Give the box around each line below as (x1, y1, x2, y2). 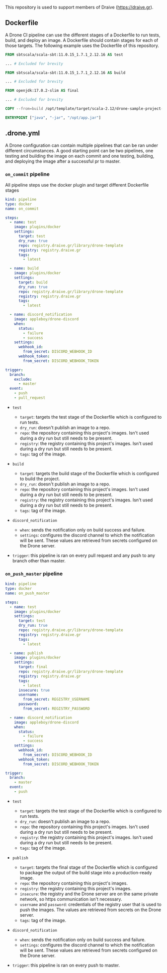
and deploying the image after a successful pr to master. (5, 158, 121, 164)
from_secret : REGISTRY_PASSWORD (23, 706, 90, 712)
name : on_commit (5, 206, 39, 211)
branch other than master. (12, 557, 66, 563)
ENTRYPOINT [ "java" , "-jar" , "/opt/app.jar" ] (5, 115, 101, 120)
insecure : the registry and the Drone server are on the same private (19, 891, 158, 897)
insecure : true (18, 688, 50, 693)
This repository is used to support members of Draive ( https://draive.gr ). (5, 4, 154, 10)
